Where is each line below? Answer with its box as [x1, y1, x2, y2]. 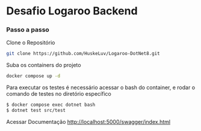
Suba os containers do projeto [6, 62, 81, 69]
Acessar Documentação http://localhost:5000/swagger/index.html [6, 118, 170, 125]
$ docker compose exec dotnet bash [6, 102, 96, 108]
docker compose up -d [6, 73, 61, 79]
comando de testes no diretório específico [6, 90, 111, 98]
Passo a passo [6, 26, 49, 34]
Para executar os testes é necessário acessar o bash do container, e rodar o [6, 84, 196, 91]
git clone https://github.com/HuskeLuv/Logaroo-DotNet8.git [6, 51, 161, 57]
